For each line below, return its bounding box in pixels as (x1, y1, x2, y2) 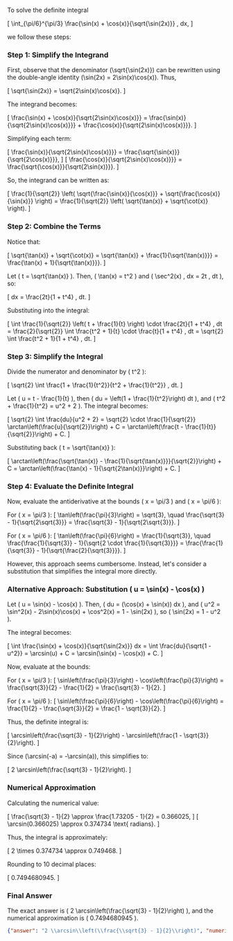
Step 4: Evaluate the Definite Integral (7, 481, 134, 491)
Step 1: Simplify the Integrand (7, 50, 109, 60)
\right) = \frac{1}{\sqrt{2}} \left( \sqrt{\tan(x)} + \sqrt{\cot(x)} (34, 197, 209, 206)
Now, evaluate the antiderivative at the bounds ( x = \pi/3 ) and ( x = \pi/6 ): (7, 497, 222, 506)
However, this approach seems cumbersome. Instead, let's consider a (7, 560, 207, 568)
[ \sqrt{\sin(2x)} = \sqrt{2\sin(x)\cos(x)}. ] (7, 87, 126, 95)
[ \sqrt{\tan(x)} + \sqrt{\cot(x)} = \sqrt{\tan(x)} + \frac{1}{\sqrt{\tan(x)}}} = (7, 251, 218, 259)
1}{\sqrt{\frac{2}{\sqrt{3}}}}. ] (40, 547, 126, 555)
